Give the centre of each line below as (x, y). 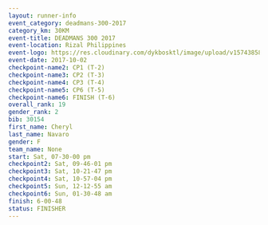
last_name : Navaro (39, 134)
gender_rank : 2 (33, 112)
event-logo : (28, 53)
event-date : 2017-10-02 (48, 61)
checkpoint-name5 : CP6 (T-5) (57, 90)
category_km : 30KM (39, 30)
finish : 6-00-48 (35, 201)
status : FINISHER (37, 208)
